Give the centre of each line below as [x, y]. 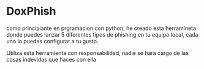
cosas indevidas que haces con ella [51, 59]
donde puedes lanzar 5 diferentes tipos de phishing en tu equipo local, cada [102, 34]
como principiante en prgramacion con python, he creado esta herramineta [101, 28]
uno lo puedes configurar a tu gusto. [52, 41]
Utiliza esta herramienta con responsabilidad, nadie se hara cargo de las [97, 53]
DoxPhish [31, 11]
